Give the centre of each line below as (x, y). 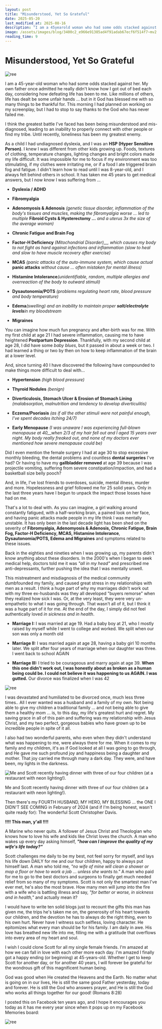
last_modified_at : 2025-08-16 (36, 23)
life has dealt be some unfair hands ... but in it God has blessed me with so (79, 99)
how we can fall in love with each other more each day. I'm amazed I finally (80, 952)
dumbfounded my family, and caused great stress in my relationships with (79, 583)
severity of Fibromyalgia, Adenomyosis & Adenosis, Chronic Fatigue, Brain (81, 528)
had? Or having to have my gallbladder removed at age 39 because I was (79, 463)
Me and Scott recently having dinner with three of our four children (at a (77, 787)
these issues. (18, 543)
